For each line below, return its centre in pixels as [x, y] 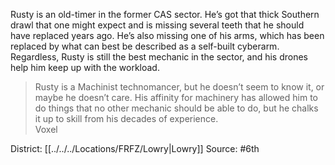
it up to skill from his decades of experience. [126, 118]
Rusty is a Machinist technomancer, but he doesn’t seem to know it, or [179, 87]
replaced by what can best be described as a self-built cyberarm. [145, 46]
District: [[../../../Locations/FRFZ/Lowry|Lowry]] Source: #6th [135, 148]
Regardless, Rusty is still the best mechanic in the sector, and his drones [159, 57]
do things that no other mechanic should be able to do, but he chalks [176, 108]
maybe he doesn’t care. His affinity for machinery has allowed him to [176, 97]
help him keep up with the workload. [85, 67]
